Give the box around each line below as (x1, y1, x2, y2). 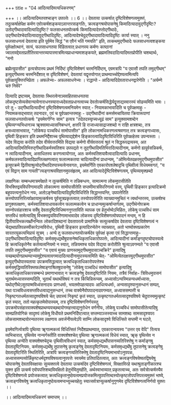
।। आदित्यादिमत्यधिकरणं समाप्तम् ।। (5, 394, 67, 400)
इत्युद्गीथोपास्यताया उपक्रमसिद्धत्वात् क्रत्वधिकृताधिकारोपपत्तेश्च (5, 259, 104, 264)
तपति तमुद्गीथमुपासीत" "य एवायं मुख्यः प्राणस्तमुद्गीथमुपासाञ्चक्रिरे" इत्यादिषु (5, 247, 126, 253)
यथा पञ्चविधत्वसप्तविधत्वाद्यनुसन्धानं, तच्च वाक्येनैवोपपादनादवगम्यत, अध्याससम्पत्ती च (5, 287, 140, 294)
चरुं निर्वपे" (5, 83, 22, 89)
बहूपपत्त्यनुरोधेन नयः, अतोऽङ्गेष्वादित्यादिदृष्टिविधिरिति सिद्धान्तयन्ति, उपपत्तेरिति (5, 190, 129, 195)
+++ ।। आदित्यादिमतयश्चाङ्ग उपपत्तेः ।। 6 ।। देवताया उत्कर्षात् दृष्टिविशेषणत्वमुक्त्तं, (5, 15, 146, 21)
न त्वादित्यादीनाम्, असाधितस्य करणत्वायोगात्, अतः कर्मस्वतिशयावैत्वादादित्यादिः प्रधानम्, (5, 151, 141, 156)
